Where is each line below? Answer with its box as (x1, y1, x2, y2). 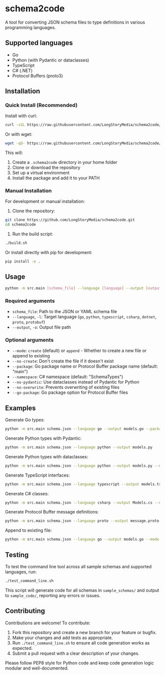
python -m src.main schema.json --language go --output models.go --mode (5, 537, 160, 542)
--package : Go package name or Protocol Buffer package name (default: (12, 363, 158, 369)
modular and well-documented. (5, 665, 69, 671)
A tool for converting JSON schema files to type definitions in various (5, 19, 145, 25)
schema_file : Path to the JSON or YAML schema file (12, 308, 117, 314)
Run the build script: (12, 231, 53, 237)
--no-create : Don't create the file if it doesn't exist (12, 358, 114, 364)
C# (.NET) (12, 67, 33, 73)
